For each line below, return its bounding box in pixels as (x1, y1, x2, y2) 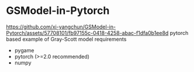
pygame (14, 46, 34, 53)
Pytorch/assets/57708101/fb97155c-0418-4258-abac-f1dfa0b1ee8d (6, 29, 169, 36)
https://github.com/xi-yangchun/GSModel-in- (6, 23, 116, 30)
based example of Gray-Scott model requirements (6, 35, 127, 42)
